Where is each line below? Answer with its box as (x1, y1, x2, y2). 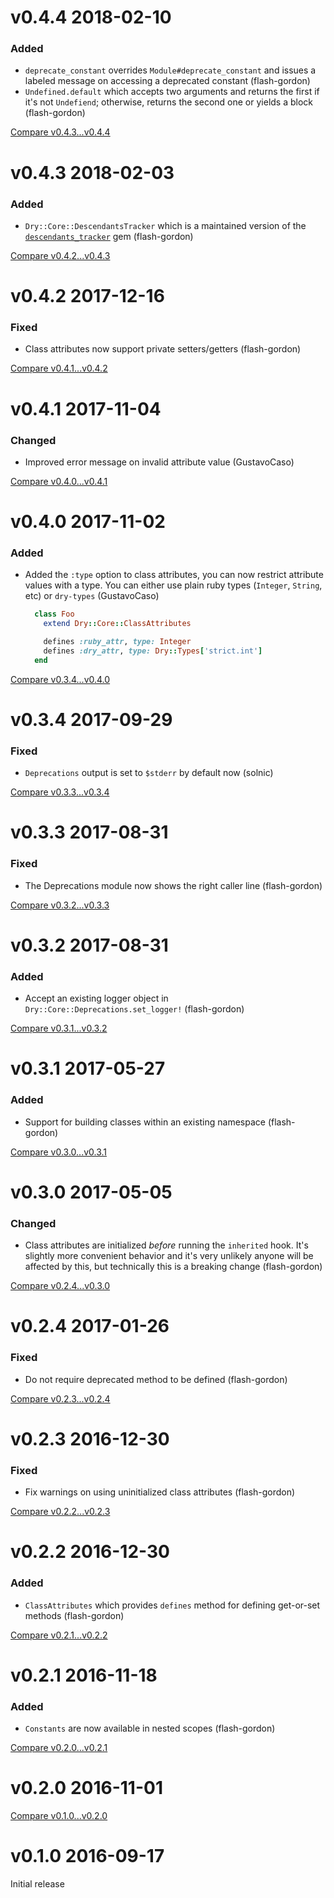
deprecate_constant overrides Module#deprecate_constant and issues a (24, 64, 317, 76)
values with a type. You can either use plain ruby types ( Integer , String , (24, 579, 323, 591)
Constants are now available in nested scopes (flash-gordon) (24, 1722, 276, 1735)
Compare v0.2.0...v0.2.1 (10, 1742, 108, 1754)
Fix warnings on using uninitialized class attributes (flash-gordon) (24, 1486, 296, 1498)
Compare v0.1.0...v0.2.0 (10, 1810, 108, 1822)
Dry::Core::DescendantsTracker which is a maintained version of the (24, 219, 307, 231)
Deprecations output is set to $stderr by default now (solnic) (24, 767, 274, 779)
